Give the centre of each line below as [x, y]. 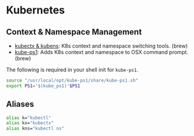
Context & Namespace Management [74, 32]
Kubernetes [36, 10]
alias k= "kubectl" [29, 118]
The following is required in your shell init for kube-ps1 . [72, 70]
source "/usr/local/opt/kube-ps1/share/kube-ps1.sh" [72, 80]
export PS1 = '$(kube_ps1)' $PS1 [43, 86]
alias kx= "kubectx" [30, 123]
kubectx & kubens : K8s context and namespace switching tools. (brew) [101, 46]
